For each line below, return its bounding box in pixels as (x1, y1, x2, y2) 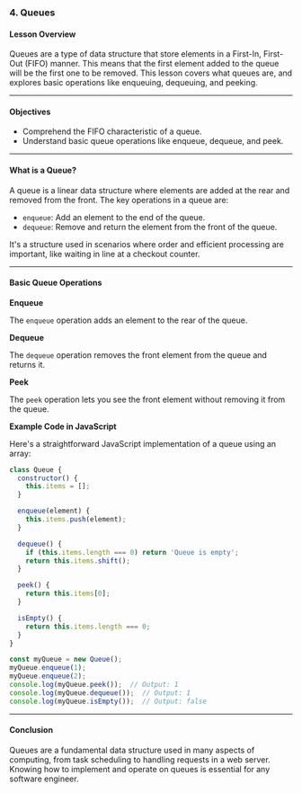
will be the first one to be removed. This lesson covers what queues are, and (9, 67, 293, 78)
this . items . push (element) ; (25, 515, 127, 524)
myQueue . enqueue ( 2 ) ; (9, 672, 87, 681)
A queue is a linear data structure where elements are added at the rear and (9, 184, 290, 195)
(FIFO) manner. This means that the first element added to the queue (24, 58, 280, 69)
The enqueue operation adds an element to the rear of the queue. (9, 315, 248, 325)
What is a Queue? (9, 165, 77, 175)
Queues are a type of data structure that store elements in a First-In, (9, 49, 262, 59)
